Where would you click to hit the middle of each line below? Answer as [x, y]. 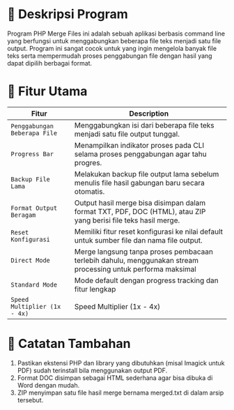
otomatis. [89, 191]
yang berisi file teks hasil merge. [127, 220]
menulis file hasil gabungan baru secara [140, 183]
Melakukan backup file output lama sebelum [147, 174]
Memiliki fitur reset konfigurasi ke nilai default [149, 231]
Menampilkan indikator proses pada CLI [139, 145]
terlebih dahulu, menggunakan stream [136, 260]
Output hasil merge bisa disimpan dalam [140, 203]
